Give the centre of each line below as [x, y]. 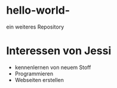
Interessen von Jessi [59, 51]
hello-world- [38, 10]
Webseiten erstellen [39, 80]
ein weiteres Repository [35, 27]
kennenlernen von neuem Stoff [53, 67]
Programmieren [34, 73]
